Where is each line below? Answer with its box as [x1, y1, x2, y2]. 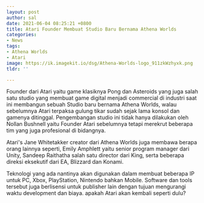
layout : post [6, 9, 40, 15]
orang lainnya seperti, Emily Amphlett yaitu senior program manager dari [6, 145, 190, 153]
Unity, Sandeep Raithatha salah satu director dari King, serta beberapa [6, 152, 184, 159]
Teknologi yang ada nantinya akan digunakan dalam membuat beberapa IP [6, 170, 195, 177]
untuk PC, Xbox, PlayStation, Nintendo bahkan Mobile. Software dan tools [6, 177, 193, 184]
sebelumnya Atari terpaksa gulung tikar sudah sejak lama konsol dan [6, 108, 180, 115]
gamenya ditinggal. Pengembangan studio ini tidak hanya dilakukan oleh [6, 114, 189, 121]
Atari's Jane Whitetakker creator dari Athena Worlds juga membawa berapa [6, 139, 197, 146]
